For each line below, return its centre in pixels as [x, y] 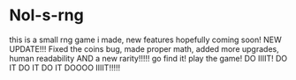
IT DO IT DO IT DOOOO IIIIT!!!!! [65, 68]
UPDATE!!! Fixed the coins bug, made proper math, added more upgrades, [144, 48]
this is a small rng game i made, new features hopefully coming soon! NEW [146, 40]
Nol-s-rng [46, 15]
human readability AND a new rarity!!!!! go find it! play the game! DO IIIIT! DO [148, 58]
